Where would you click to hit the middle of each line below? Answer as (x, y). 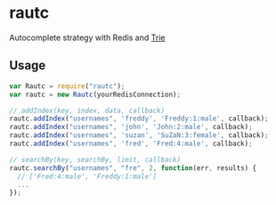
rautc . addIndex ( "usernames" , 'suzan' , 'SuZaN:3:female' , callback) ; (139, 135)
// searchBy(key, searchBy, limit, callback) (95, 160)
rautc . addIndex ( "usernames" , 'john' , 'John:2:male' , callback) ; (131, 127)
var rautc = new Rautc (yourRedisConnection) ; (95, 94)
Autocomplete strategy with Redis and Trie (87, 37)
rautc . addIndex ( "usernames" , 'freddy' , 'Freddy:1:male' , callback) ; (139, 119)
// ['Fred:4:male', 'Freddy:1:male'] (87, 176)
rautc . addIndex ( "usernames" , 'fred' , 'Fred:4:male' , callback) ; (131, 143)
